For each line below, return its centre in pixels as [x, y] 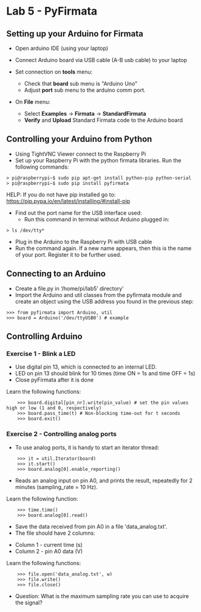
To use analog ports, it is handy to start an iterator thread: [87, 447]
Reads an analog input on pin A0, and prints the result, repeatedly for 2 [104, 480]
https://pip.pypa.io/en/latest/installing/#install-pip [68, 201]
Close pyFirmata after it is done [54, 380]
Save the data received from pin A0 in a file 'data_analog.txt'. [91, 526]
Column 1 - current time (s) [49, 544]
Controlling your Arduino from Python [79, 139]
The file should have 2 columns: [55, 533]
